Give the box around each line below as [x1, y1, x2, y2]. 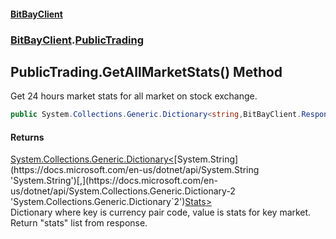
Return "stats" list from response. [10, 217, 148, 229]
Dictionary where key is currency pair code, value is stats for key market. [10, 206, 312, 219]
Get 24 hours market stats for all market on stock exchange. [10, 90, 258, 102]
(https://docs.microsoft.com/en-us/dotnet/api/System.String [10, 164, 260, 176]
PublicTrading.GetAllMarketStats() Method [10, 63, 283, 80]
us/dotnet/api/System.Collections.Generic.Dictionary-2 [10, 185, 236, 197]
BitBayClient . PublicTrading [10, 33, 145, 47]
